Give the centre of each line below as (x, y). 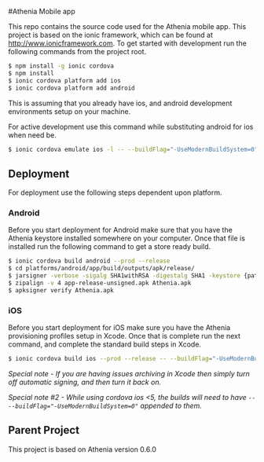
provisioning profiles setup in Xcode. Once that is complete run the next (125, 336)
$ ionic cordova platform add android (71, 88)
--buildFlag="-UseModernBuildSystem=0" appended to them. (105, 406)
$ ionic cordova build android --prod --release (89, 261)
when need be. (32, 135)
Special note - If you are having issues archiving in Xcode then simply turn (129, 374)
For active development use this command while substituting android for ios (131, 126)
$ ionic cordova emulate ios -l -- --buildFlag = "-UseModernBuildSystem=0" (133, 149)
